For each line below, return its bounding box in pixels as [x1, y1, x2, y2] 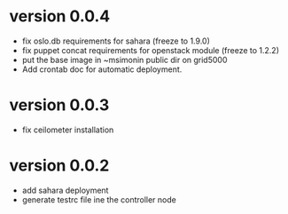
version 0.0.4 [9, 6, 111, 27]
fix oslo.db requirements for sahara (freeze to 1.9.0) [21, 36, 210, 46]
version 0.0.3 [9, 95, 110, 115]
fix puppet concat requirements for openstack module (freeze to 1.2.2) [21, 44, 279, 55]
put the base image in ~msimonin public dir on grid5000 [21, 54, 228, 65]
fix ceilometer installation [21, 124, 114, 135]
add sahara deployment [21, 185, 109, 195]
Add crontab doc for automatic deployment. [21, 64, 183, 75]
